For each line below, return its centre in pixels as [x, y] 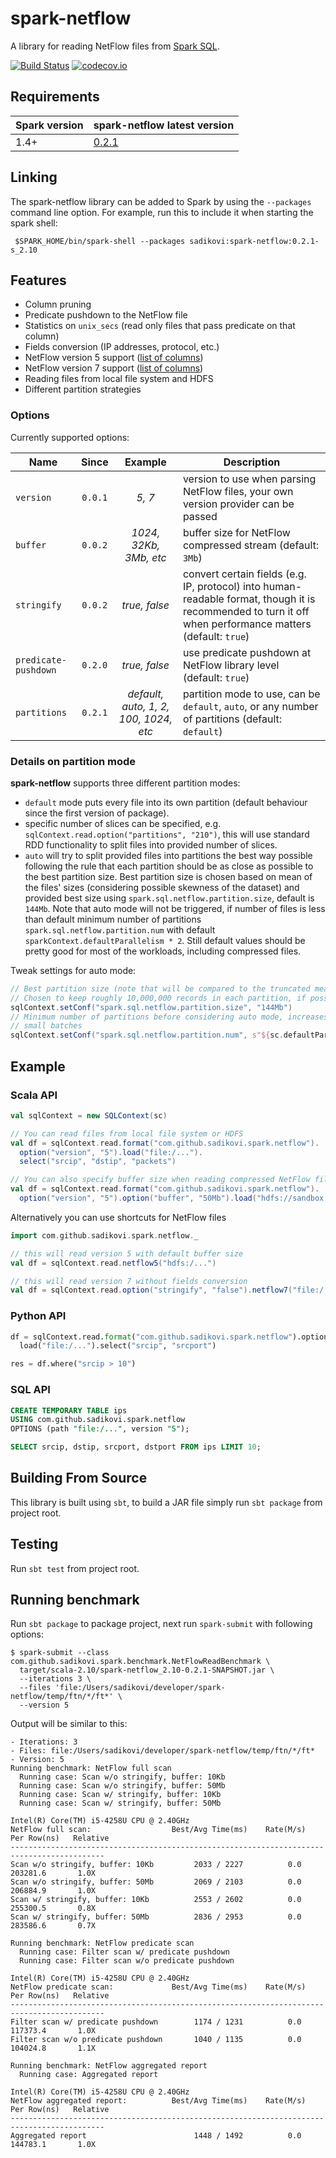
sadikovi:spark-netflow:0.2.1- [254, 241]
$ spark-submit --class [60, 1653]
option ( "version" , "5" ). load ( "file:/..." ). [111, 1152]
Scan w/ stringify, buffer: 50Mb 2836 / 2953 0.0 [156, 1917]
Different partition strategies [83, 389]
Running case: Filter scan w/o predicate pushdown [127, 1961]
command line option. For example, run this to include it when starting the [162, 212]
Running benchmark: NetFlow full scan [91, 1768]
